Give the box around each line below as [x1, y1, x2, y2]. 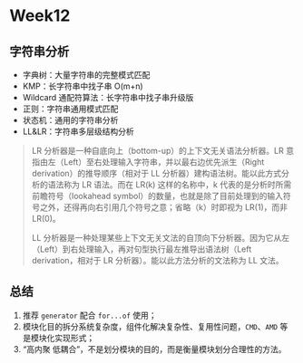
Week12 [9, 5, 71, 26]
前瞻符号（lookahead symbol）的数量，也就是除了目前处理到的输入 [31, 191, 284, 201]
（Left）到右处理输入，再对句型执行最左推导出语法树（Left [31, 244, 252, 254]
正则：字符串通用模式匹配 [22, 103, 119, 114]
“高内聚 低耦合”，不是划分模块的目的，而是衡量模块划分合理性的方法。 [22, 343, 288, 354]
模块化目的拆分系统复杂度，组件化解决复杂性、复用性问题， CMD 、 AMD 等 [22, 320, 288, 331]
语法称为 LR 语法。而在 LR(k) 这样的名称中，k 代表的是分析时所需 [47, 179, 292, 190]
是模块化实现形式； [22, 332, 95, 343]
